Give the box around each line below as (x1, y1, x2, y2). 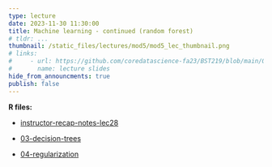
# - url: (8, 58, 53, 66)
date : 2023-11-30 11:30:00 (8, 19, 100, 28)
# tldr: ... (8, 34, 49, 43)
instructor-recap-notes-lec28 (19, 118, 119, 127)
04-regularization (19, 149, 79, 159)
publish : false (8, 79, 60, 88)
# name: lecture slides (8, 65, 111, 73)
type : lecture (8, 11, 57, 20)
